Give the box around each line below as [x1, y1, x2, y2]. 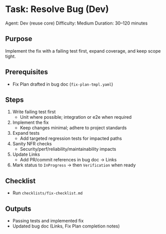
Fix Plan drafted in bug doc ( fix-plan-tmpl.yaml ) [12, 81, 113, 87]
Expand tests [12, 130, 40, 136]
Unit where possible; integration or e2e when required [20, 114, 132, 120]
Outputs [5, 204, 32, 213]
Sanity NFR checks [12, 141, 52, 147]
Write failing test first [12, 109, 56, 115]
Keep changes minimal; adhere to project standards [20, 125, 127, 131]
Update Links [12, 151, 40, 157]
